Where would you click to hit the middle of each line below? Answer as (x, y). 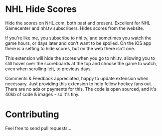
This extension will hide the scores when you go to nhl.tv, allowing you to (80, 58)
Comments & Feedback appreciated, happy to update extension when (77, 78)
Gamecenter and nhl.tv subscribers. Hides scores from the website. (75, 28)
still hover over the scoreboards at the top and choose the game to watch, (81, 63)
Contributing (32, 114)
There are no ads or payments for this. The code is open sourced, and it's (81, 89)
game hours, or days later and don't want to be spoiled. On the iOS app (78, 43)
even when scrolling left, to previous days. (49, 69)
